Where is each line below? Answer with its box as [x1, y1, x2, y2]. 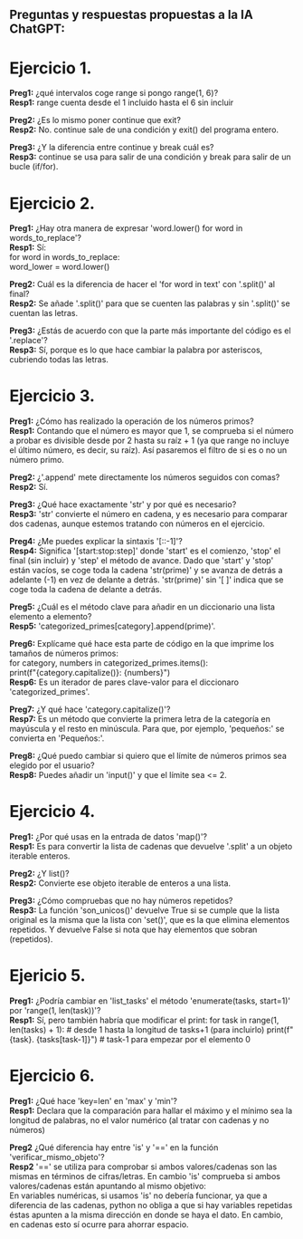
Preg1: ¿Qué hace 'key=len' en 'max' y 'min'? [9, 1096, 178, 1107]
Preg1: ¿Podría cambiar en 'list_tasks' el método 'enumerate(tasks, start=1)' [9, 995, 291, 1006]
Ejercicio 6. [9, 1066, 95, 1086]
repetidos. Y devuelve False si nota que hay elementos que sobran [9, 924, 258, 936]
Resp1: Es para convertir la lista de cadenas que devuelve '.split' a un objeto [9, 841, 293, 852]
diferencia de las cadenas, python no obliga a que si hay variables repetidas [9, 1200, 293, 1211]
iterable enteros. [9, 850, 71, 861]
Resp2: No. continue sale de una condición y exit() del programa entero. [9, 124, 279, 135]
